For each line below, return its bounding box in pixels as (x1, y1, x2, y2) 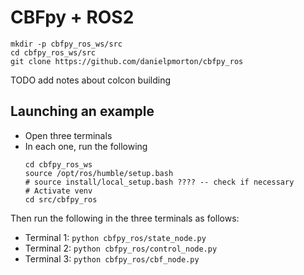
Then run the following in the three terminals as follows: (10, 212, 240, 224)
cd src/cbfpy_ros (24, 194, 98, 205)
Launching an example (10, 103, 155, 120)
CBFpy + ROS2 (10, 6, 135, 29)
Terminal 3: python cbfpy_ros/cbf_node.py (24, 252, 200, 265)
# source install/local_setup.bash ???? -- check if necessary (24, 177, 295, 187)
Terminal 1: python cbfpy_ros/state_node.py (24, 231, 207, 243)
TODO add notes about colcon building (10, 74, 172, 86)
